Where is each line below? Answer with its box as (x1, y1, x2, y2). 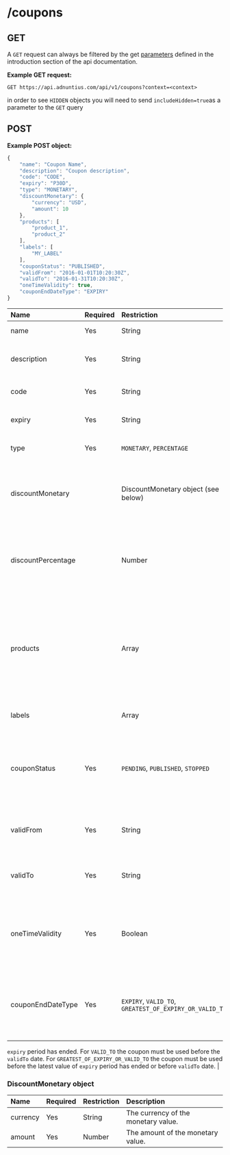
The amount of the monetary (126, 1128, 218, 1138)
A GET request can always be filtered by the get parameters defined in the (7, 50, 214, 58)
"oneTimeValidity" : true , (19, 282, 94, 289)
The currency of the (126, 1108, 190, 1118)
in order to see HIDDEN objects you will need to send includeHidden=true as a (7, 96, 221, 104)
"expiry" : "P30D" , (19, 180, 72, 187)
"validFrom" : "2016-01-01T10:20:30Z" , (19, 269, 130, 276)
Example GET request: (7, 71, 72, 79)
